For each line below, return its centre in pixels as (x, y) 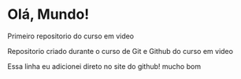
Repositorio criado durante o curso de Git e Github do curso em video (120, 51)
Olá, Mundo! (48, 14)
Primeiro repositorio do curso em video (71, 36)
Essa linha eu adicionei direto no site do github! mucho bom (104, 66)
